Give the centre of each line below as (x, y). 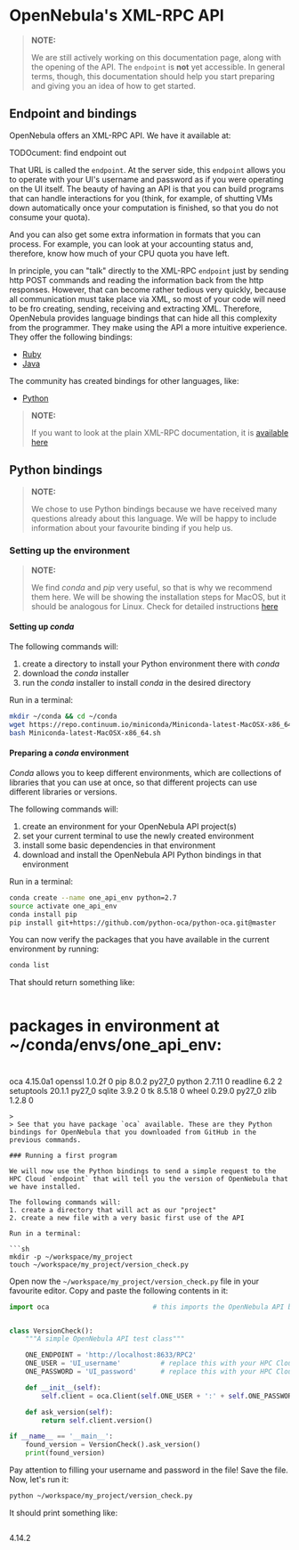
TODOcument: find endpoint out (68, 152)
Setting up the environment (70, 551)
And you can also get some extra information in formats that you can (135, 234)
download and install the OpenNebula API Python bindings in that (141, 854)
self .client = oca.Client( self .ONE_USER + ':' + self (143, 1396)
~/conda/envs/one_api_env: (116, 1045)
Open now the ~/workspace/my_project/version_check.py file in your (134, 1281)
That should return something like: (72, 983)
